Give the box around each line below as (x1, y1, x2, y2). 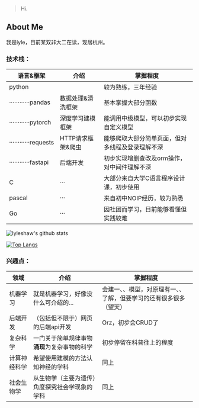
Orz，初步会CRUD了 (101, 319, 159, 327)
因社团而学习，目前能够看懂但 (103, 205, 187, 214)
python (9, 83, 29, 91)
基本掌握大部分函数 (103, 99, 158, 107)
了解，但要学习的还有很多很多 (101, 294, 185, 303)
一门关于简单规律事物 (33, 334, 93, 342)
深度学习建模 (59, 114, 96, 123)
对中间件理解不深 (103, 163, 152, 171)
